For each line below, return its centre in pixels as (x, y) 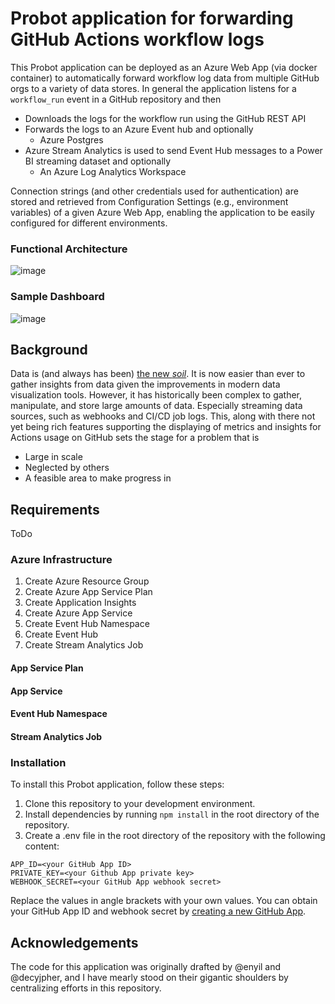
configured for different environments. (89, 223)
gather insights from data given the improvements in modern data (145, 384)
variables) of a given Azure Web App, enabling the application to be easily (162, 212)
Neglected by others (67, 468)
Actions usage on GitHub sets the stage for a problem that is (135, 438)
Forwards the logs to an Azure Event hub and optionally (139, 129)
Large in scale (53, 457)
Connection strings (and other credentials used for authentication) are (154, 191)
